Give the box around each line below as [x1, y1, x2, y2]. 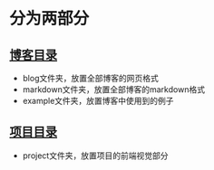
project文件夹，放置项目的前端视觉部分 [22, 150, 169, 161]
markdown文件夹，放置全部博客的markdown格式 [22, 84, 206, 95]
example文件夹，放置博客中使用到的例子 [22, 96, 174, 106]
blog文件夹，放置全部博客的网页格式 [22, 73, 159, 83]
